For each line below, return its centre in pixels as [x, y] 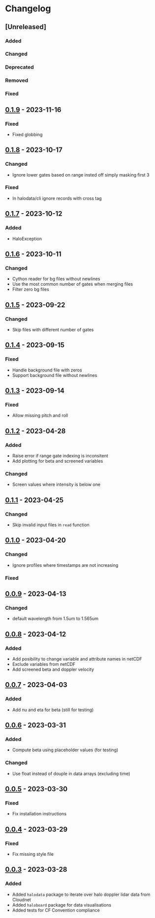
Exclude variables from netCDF [44, 664]
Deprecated [20, 67]
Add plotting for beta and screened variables [58, 461]
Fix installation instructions [39, 814]
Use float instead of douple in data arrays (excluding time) [71, 773]
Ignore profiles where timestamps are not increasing [65, 565]
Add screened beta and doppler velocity [53, 669]
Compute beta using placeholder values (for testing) [65, 750]
